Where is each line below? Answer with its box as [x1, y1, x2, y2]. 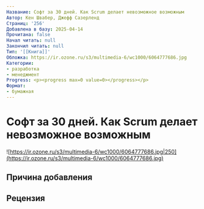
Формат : [6, 83, 26, 89]
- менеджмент [6, 71, 40, 78]
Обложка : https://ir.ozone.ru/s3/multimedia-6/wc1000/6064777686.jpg [6, 54, 188, 61]
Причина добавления [6, 172, 93, 183]
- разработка [6, 65, 40, 72]
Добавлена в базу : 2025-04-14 [6, 26, 84, 32]
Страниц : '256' [6, 20, 45, 26]
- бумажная [6, 89, 34, 95]
